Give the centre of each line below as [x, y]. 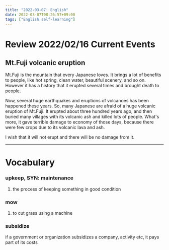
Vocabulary [30, 162]
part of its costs [21, 242]
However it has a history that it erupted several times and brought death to [82, 86]
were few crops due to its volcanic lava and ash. [55, 128]
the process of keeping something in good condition [67, 189]
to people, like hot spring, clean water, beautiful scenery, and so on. [75, 80]
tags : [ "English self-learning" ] [40, 19]
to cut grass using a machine [43, 213]
